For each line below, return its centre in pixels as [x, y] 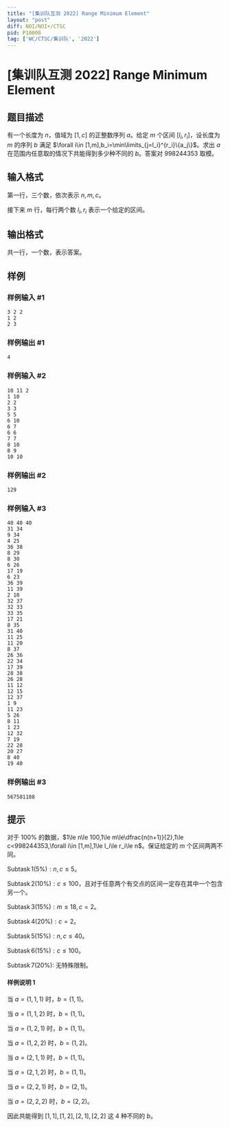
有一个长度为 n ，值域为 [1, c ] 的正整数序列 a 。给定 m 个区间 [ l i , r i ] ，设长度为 [114, 136]
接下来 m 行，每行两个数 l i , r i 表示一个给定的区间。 [78, 210]
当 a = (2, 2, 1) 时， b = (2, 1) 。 [49, 1086]
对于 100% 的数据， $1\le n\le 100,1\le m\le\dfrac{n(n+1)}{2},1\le [95, 837]
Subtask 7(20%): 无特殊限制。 [49, 966]
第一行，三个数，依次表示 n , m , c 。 [56, 195]
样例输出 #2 [27, 475]
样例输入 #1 [26, 298]
